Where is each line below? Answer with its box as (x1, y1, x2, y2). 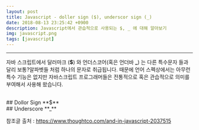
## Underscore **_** (6, 105, 57, 112)
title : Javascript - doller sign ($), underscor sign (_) (6, 14, 152, 20)
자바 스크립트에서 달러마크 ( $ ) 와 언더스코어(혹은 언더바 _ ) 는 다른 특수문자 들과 (6, 58, 188, 66)
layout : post (6, 8, 38, 15)
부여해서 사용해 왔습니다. (6, 81, 63, 87)
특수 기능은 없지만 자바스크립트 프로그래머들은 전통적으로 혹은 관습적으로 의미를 (6, 73, 190, 80)
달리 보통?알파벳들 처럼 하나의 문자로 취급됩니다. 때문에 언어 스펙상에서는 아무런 (6, 66, 191, 73)
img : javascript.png (6, 31, 57, 37)
